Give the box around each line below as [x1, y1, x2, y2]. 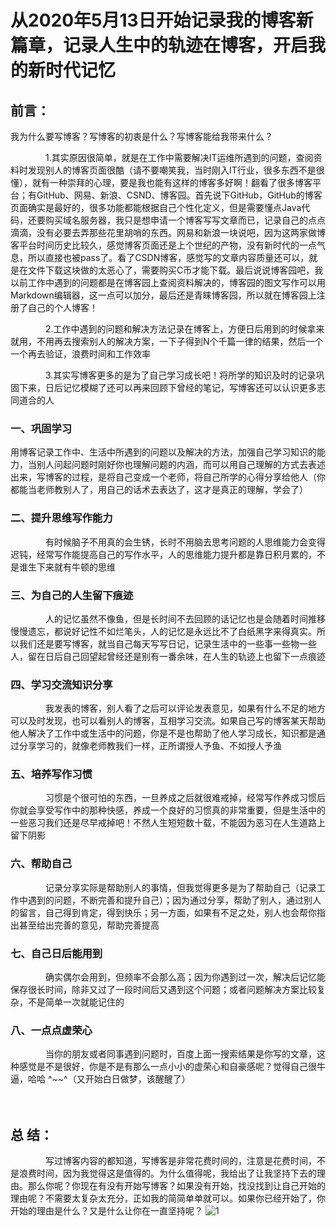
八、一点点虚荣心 [10, 1024, 93, 1037]
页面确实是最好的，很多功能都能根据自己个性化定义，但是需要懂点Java [10, 202, 302, 213]
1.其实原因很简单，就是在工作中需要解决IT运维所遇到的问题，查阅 [44, 152, 314, 163]
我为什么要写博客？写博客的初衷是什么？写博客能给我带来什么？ [10, 131, 273, 142]
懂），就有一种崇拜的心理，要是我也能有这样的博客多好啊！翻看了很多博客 [10, 177, 313, 188]
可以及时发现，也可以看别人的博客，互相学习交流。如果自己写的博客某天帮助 [10, 715, 326, 727]
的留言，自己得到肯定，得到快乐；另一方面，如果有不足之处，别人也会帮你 [10, 906, 317, 918]
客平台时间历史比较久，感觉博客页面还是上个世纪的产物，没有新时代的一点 [10, 239, 317, 251]
